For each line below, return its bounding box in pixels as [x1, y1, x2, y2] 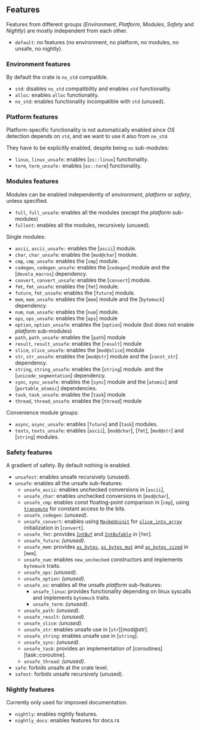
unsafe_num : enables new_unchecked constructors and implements [23, 556, 183, 563]
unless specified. [6, 197, 48, 204]
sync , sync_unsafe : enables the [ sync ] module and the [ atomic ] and [14, 378, 178, 385]
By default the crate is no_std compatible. [6, 74, 109, 81]
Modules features [6, 177, 59, 185]
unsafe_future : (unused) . [23, 537, 85, 544]
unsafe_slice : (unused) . [23, 619, 83, 626]
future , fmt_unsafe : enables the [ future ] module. [14, 289, 136, 296]
